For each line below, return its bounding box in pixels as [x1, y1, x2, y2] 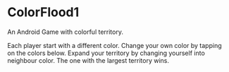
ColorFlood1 [7, 4, 80, 20]
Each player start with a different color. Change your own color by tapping [7, 41, 222, 49]
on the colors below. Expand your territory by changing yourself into [7, 49, 206, 57]
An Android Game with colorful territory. [7, 28, 123, 36]
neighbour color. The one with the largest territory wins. [7, 56, 169, 64]
